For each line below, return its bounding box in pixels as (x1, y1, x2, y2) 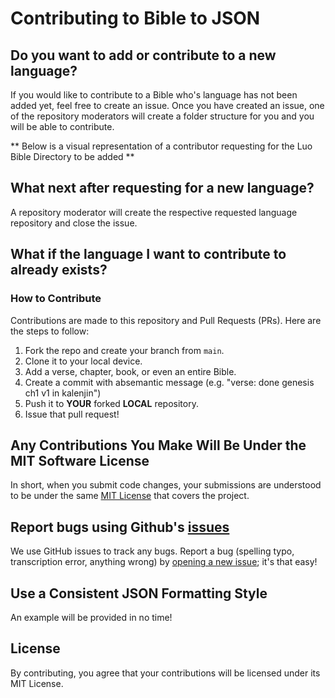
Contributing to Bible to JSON (10, 7, 261, 30)
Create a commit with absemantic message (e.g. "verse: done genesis (24, 376, 315, 388)
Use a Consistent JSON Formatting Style (10, 585, 268, 602)
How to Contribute (10, 292, 102, 306)
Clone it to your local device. (24, 355, 143, 367)
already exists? (10, 262, 108, 279)
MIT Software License (10, 452, 150, 469)
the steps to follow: (10, 325, 90, 337)
